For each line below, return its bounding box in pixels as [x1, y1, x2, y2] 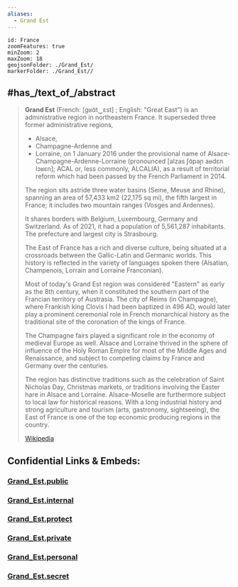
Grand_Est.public [7, 476, 69, 486]
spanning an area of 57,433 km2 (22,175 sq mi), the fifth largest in [24, 193, 217, 202]
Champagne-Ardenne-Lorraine [35, 157, 126, 165]
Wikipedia [24, 434, 55, 443]
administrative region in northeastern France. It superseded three [24, 113, 217, 121]
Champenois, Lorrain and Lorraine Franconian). [24, 266, 164, 275]
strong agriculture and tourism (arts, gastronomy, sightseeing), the [24, 405, 220, 414]
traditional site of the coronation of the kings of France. [24, 317, 187, 327]
